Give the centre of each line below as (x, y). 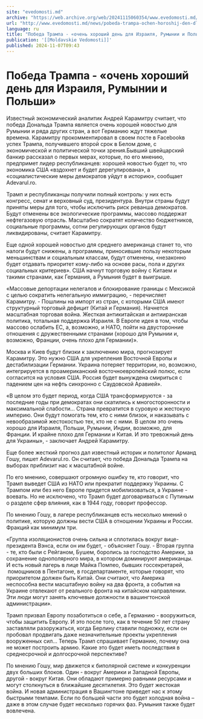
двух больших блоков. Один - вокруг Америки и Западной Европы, (93, 672)
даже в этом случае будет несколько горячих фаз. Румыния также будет (101, 704)
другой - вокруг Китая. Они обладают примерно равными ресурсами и (99, 678)
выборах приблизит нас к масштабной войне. (66, 465)
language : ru (23, 29)
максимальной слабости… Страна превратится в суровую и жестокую (98, 408)
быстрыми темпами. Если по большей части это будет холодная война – (100, 698)
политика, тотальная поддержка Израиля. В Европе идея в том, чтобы (97, 320)
